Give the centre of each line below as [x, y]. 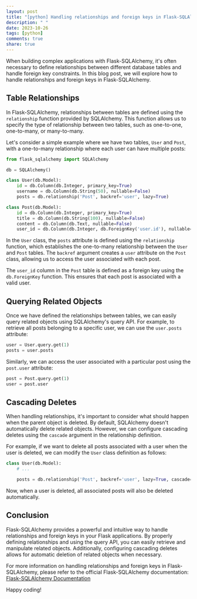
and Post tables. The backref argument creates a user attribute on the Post [96, 253]
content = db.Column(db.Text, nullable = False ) [74, 224]
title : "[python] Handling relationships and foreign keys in [84, 17]
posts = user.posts [30, 350]
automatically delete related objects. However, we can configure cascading [97, 429]
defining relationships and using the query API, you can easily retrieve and [96, 542]
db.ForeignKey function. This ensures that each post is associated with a [94, 277]
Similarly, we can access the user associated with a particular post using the [98, 361]
